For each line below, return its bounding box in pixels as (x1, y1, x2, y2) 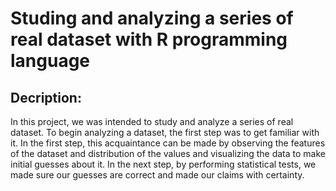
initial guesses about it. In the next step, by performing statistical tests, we (10, 158, 317, 170)
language (10, 50, 91, 72)
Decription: (10, 89, 82, 106)
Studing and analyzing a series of (10, 7, 294, 30)
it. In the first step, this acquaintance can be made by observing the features (10, 137, 326, 149)
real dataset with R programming (10, 28, 288, 51)
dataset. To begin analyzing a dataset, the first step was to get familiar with (10, 127, 320, 138)
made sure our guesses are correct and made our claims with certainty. (10, 169, 305, 181)
